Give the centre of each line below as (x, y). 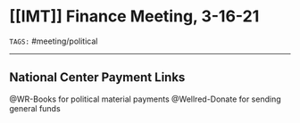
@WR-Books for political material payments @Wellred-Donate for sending (145, 99)
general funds (35, 108)
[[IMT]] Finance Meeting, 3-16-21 (134, 16)
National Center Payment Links (97, 78)
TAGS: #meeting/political (54, 41)
